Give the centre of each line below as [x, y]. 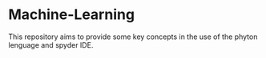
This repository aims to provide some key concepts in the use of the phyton [133, 37]
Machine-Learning [71, 15]
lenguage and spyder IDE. [51, 44]
